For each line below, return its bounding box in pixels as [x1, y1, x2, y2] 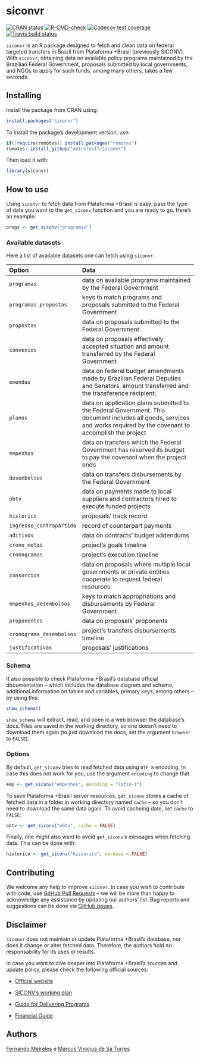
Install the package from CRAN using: [6, 106, 98, 114]
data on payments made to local [82, 487, 172, 496]
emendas [9, 379, 31, 386]
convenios [9, 347, 37, 353]
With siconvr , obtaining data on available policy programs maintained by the [6, 54, 193, 61]
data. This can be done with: [6, 840, 76, 847]
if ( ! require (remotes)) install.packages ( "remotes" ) [6, 140, 137, 146]
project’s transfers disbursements [82, 627, 176, 635]
